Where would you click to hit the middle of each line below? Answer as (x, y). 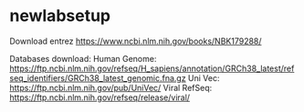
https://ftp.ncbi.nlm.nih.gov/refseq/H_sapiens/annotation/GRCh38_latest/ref (152, 68)
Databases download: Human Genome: (83, 58)
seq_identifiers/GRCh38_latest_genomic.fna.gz (98, 77)
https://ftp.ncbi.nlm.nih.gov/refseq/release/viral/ (100, 97)
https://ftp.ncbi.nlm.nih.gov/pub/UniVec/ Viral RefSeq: (111, 87)
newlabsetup (60, 16)
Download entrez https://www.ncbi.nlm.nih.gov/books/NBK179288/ (136, 41)
